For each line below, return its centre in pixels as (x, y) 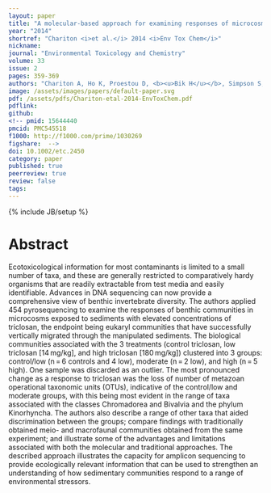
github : (21, 114)
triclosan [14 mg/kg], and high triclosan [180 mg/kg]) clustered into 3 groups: (135, 352)
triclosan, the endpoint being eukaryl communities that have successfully (130, 327)
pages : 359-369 (34, 76)
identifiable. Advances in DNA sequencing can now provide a (110, 293)
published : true (35, 166)
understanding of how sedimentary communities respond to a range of (126, 473)
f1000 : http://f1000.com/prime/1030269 (75, 136)
